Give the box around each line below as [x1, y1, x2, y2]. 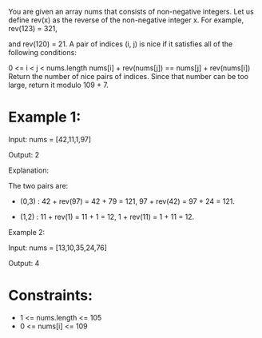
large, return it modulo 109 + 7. [8, 80, 109, 89]
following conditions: [8, 48, 77, 57]
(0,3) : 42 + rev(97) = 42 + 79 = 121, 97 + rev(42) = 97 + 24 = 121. [19, 196, 236, 206]
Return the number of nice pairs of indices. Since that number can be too [8, 72, 249, 81]
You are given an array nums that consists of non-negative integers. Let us [8, 7, 254, 16]
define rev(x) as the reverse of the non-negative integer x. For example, [8, 15, 244, 25]
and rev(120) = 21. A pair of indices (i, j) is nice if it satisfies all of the [8, 39, 233, 49]
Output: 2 [8, 149, 40, 159]
